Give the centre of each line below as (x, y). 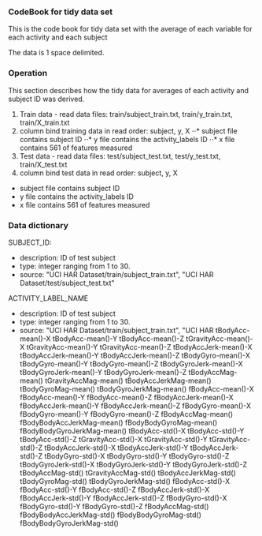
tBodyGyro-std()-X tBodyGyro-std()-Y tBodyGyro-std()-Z (137, 455)
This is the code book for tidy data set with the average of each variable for (131, 29)
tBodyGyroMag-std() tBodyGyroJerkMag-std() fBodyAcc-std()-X (125, 481)
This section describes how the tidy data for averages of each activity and (129, 90)
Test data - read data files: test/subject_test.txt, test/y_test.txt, (120, 156)
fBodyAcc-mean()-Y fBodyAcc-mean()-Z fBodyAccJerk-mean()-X (126, 397)
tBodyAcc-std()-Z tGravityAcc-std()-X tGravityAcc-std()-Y (114, 439)
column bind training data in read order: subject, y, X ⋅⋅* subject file (128, 131)
